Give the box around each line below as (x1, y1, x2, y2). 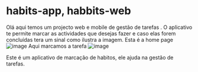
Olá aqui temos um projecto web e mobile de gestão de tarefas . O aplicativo (6, 24, 193, 31)
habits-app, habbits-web (6, 4, 131, 18)
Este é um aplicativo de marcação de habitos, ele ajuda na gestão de (6, 54, 174, 61)
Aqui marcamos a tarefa (28, 42, 87, 50)
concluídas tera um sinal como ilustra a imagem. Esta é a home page (6, 36, 173, 43)
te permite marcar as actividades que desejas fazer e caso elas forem (6, 30, 176, 37)
